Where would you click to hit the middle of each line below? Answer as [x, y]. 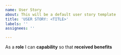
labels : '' [17, 24]
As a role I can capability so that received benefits [59, 47]
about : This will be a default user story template [60, 14]
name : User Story [23, 10]
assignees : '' [20, 28]
